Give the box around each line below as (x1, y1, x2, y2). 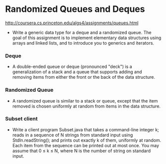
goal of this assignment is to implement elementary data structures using (12, 35, 162, 41)
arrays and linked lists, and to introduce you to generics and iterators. (12, 40, 155, 46)
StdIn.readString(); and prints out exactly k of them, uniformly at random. (12, 137, 162, 143)
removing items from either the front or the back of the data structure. (12, 74, 155, 80)
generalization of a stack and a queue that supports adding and (12, 69, 142, 75)
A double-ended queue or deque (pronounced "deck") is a (12, 63, 132, 70)
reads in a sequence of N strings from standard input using (12, 132, 133, 138)
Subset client (5, 115, 38, 122)
